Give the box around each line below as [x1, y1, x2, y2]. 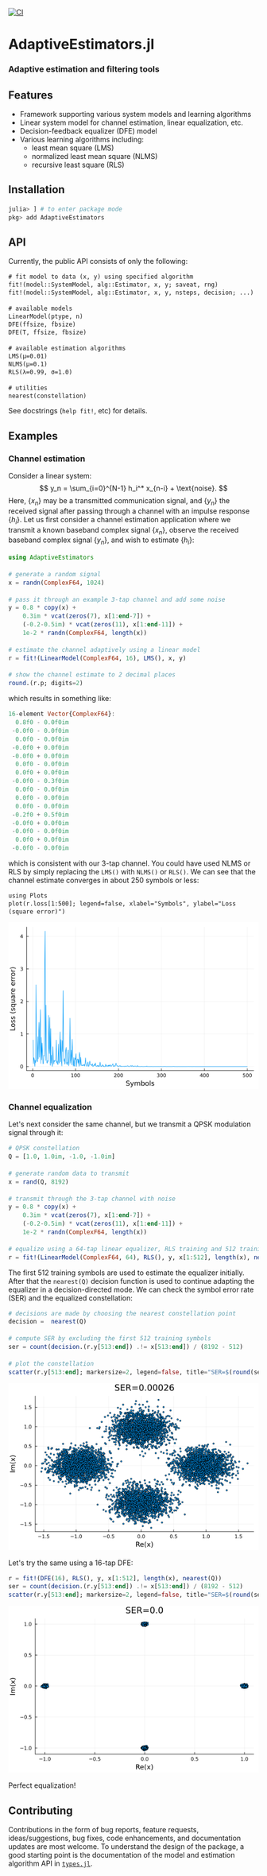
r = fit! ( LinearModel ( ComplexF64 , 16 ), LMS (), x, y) [8, 654, 187, 662]
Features [8, 88, 53, 102]
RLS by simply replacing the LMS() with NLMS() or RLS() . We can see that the [8, 867, 256, 877]
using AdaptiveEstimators [8, 553, 94, 562]
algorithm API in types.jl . [8, 1859, 93, 1868]
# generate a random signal [8, 570, 102, 578]
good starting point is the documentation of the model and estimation [8, 1851, 236, 1860]
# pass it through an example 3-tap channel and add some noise [8, 595, 226, 603]
